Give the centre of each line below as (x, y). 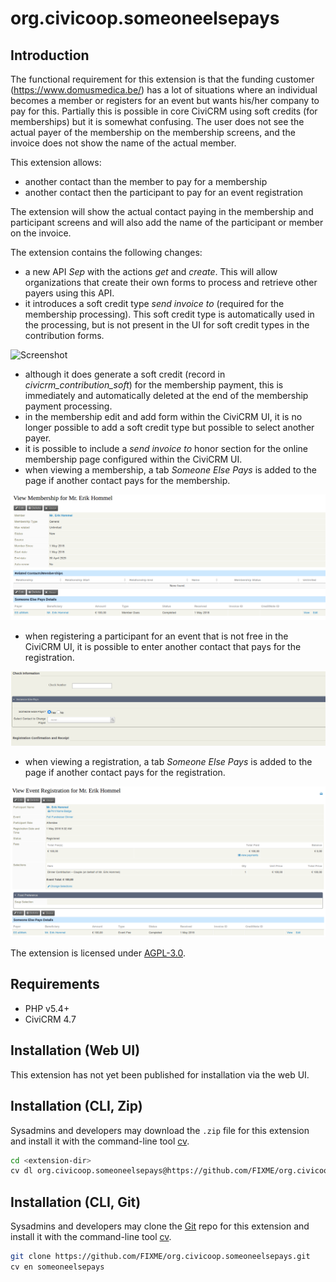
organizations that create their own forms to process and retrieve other (171, 282)
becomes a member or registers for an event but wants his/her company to (165, 100)
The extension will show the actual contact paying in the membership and (162, 211)
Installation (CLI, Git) (76, 1202)
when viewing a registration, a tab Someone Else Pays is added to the (168, 761)
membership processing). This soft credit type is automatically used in (169, 314)
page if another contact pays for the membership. (127, 480)
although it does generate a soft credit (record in (125, 374)
